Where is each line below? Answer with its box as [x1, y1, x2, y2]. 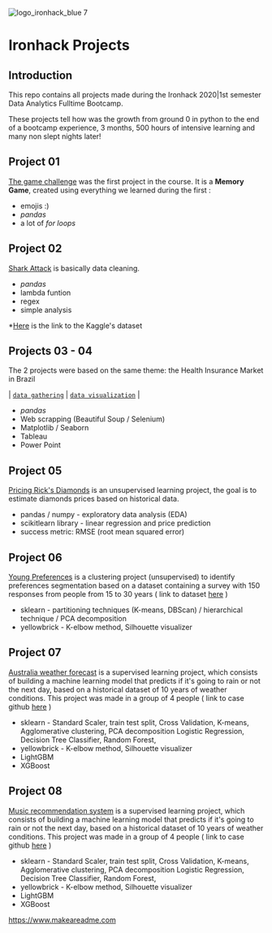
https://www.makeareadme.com [8, 914, 116, 925]
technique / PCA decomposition [19, 614, 127, 624]
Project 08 [8, 784, 63, 798]
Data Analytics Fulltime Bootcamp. [8, 98, 123, 108]
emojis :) [19, 201, 50, 210]
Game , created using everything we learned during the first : [8, 185, 211, 195]
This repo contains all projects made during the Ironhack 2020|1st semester [8, 90, 261, 99]
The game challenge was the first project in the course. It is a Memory [8, 176, 244, 186]
